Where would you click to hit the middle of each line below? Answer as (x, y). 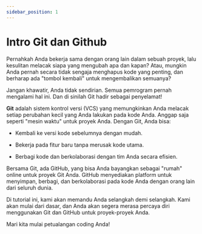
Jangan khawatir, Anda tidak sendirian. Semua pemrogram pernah (89, 90)
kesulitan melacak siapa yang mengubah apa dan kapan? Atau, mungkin (96, 65)
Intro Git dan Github (57, 42)
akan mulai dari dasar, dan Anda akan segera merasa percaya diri (88, 206)
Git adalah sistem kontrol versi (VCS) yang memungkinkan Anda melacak (98, 108)
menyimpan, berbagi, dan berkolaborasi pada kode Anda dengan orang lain (101, 181)
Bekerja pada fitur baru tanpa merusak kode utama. (79, 145)
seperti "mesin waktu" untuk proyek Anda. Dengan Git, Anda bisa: (89, 121)
